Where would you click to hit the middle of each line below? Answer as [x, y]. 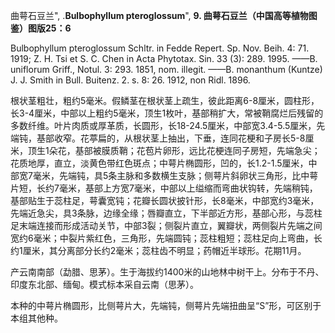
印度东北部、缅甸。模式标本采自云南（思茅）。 [104, 284]
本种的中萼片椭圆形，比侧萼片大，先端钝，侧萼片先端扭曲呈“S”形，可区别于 [166, 305]
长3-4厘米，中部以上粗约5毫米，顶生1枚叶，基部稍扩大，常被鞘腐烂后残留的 [167, 113]
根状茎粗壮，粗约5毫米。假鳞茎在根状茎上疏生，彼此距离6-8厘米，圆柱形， [165, 100]
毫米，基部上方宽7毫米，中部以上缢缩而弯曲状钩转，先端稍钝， [188, 188]
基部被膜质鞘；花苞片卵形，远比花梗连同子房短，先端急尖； [197, 150]
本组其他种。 [36, 318]
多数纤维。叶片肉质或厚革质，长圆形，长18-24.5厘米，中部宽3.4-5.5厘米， [163, 125]
